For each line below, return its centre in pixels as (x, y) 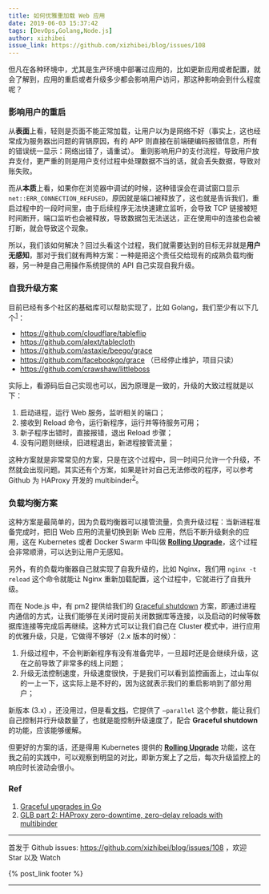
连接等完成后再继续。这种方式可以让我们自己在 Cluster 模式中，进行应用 (141, 626)
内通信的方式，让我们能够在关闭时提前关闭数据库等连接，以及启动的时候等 (131, 616)
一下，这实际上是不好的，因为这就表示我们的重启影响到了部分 (143, 683)
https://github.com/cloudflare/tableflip (83, 334)
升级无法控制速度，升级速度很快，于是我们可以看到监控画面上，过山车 (136, 674)
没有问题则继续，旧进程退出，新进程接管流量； (97, 443)
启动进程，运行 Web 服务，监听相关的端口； (92, 413)
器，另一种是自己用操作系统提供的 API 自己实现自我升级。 (104, 265)
